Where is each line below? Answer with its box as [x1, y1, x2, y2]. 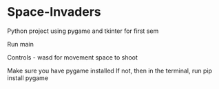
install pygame [7, 73, 49, 82]
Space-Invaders [7, 4, 101, 20]
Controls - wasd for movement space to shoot [7, 53, 138, 62]
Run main [7, 40, 34, 48]
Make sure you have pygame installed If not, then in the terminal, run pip [7, 66, 212, 75]
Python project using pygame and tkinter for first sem [7, 27, 159, 35]
